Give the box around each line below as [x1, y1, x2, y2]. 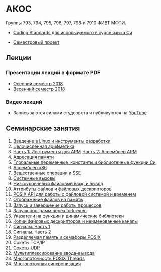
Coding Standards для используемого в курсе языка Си [13, 29, 133, 35]
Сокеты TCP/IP [13, 239, 45, 245]
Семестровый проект [13, 39, 60, 45]
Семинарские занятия [6, 124, 80, 133]
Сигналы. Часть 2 [13, 229, 51, 235]
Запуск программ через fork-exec [13, 207, 87, 213]
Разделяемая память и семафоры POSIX [13, 234, 101, 240]
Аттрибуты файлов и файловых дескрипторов [13, 186, 112, 192]
